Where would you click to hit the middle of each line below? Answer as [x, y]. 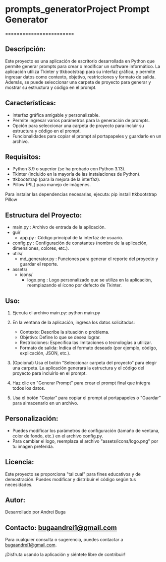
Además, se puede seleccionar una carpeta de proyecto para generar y [78, 82]
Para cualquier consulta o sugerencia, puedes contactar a [64, 540]
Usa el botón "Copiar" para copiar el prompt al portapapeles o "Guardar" [86, 398]
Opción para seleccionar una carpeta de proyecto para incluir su [78, 126]
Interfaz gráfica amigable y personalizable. [56, 115]
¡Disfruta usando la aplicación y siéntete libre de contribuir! [65, 555]
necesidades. [19, 485]
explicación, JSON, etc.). [45, 353]
